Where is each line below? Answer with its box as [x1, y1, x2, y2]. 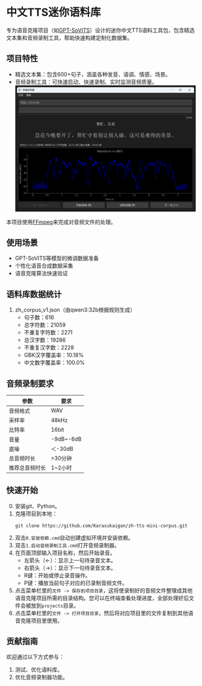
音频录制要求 [6, 378, 54, 389]
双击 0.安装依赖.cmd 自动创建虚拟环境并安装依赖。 [14, 534, 134, 541]
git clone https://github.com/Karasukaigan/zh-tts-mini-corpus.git [14, 523, 188, 529]
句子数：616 [23, 314, 54, 321]
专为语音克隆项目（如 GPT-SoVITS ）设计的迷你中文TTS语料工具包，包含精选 [6, 27, 195, 34]
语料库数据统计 [6, 289, 62, 299]
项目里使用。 [31, 617, 63, 624]
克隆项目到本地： [14, 510, 58, 517]
